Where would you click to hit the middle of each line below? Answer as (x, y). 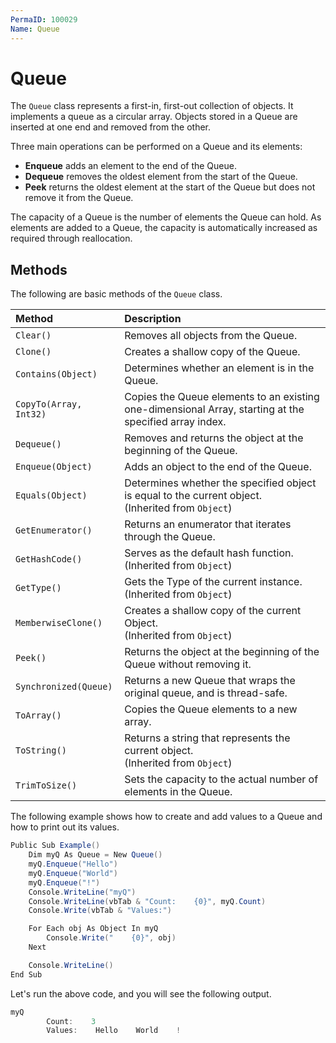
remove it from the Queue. (79, 198)
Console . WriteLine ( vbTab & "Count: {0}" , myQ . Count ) (147, 901)
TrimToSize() (46, 785)
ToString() (41, 750)
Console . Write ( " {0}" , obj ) (111, 938)
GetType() (38, 588)
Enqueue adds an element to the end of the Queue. (130, 166)
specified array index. (175, 422)
